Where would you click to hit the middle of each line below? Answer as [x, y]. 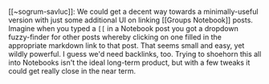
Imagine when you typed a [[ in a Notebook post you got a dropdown [123, 28]
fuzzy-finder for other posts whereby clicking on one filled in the [115, 37]
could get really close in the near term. [72, 71]
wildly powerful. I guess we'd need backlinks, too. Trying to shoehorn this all [135, 54]
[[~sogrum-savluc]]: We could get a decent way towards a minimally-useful [133, 12]
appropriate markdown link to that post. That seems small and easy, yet [126, 46]
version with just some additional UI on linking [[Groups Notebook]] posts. [130, 20]
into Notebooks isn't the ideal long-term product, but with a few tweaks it [129, 62]
